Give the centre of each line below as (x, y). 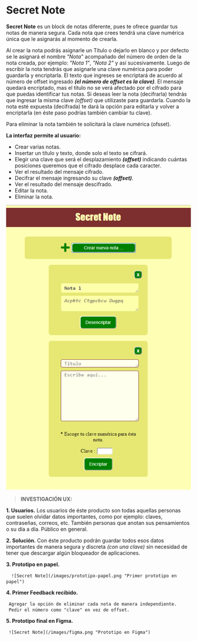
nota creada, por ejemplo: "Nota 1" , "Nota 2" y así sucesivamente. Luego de (98, 63)
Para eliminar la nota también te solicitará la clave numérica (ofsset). (89, 124)
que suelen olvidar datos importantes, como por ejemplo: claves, (84, 517)
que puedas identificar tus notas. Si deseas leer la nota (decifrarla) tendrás (96, 94)
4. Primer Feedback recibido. (42, 592)
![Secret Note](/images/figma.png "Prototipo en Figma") (79, 632)
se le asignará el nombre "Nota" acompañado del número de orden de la (94, 56)
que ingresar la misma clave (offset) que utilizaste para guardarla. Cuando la (98, 100)
